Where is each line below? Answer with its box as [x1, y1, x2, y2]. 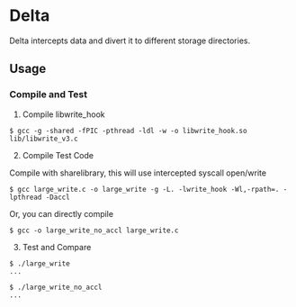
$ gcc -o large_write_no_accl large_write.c [9, 226, 179, 235]
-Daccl [45, 193, 70, 202]
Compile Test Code [22, 149, 94, 160]
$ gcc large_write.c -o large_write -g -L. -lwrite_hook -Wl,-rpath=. [9, 185, 280, 194]
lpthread [9, 193, 42, 202]
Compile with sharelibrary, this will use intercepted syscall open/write [9, 167, 267, 178]
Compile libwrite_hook [22, 109, 105, 120]
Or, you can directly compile [9, 208, 114, 219]
